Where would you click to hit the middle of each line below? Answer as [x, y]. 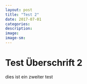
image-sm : [16, 38]
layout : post [19, 10]
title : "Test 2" [22, 15]
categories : [18, 24]
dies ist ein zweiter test [29, 76]
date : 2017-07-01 [23, 19]
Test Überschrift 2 [44, 63]
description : [19, 29]
